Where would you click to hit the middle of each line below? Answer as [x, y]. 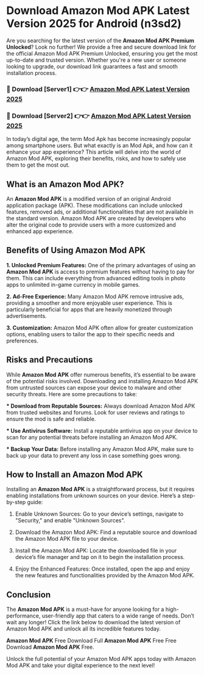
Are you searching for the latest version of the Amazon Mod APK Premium [100, 40]
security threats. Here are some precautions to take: [72, 394]
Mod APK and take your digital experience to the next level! [81, 665]
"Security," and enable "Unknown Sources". [70, 521]
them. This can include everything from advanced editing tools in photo [96, 278]
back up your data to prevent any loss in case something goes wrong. [94, 455]
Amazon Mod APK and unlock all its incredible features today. [84, 629]
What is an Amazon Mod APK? [65, 184]
